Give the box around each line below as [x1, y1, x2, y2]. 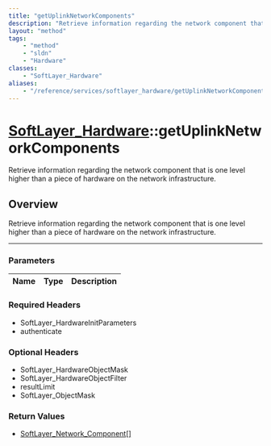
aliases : [8, 79, 38, 87]
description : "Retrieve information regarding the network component [8, 19, 248, 27]
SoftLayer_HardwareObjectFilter [19, 373, 127, 383]
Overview [8, 197, 59, 210]
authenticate [19, 326, 62, 336]
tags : [8, 34, 27, 43]
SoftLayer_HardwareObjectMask [19, 365, 129, 375]
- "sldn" [23, 49, 52, 57]
